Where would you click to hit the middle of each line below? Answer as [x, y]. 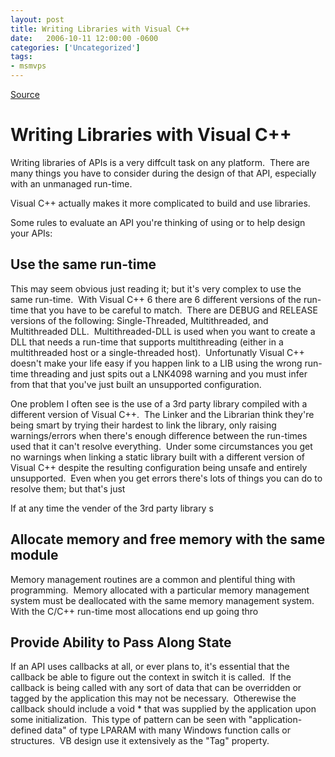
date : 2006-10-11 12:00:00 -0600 [84, 38]
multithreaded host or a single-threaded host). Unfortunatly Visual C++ [157, 352]
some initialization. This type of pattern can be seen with [128, 720]
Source [25, 94]
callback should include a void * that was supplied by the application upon [163, 709]
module [34, 555]
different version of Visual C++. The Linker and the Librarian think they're [162, 414]
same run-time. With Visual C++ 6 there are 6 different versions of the [156, 299]
